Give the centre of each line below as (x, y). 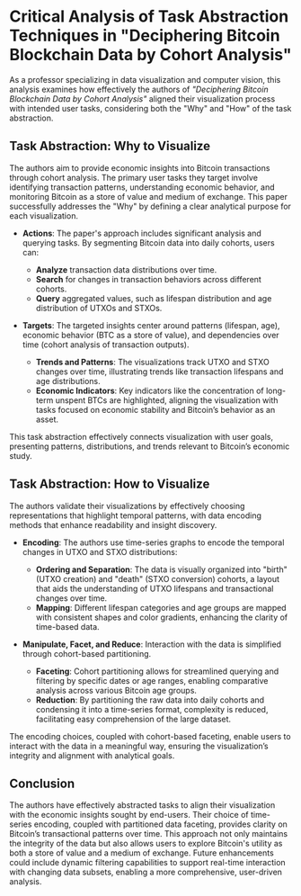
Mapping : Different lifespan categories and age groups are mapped (161, 607)
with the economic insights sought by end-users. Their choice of (129, 815)
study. (21, 455)
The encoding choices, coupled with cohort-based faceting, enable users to (150, 736)
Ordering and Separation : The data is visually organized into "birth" (161, 569)
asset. (47, 419)
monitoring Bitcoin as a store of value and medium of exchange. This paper (148, 196)
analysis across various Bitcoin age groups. (116, 690)
